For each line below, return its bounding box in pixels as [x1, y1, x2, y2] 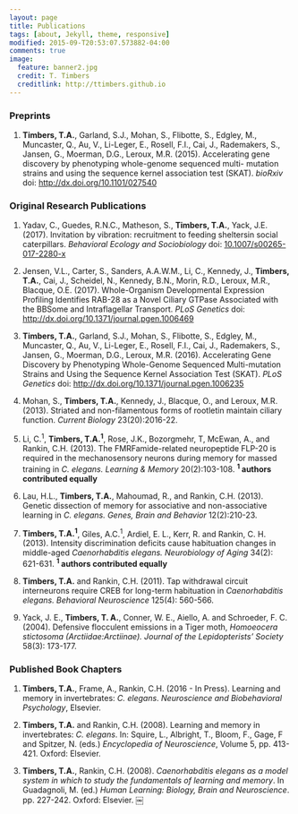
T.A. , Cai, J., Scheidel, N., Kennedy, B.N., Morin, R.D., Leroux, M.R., [21, 275, 270, 287]
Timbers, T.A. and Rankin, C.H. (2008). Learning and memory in [21, 720, 261, 731]
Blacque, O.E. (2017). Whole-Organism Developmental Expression [21, 285, 266, 296]
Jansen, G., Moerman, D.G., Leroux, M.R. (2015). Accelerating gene [21, 149, 270, 159]
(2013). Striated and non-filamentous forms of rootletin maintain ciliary [21, 405, 283, 416]
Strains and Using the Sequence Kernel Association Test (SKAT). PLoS [21, 369, 282, 380]
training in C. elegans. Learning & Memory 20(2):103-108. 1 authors [21, 462, 272, 475]
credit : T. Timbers [17, 72, 90, 81]
